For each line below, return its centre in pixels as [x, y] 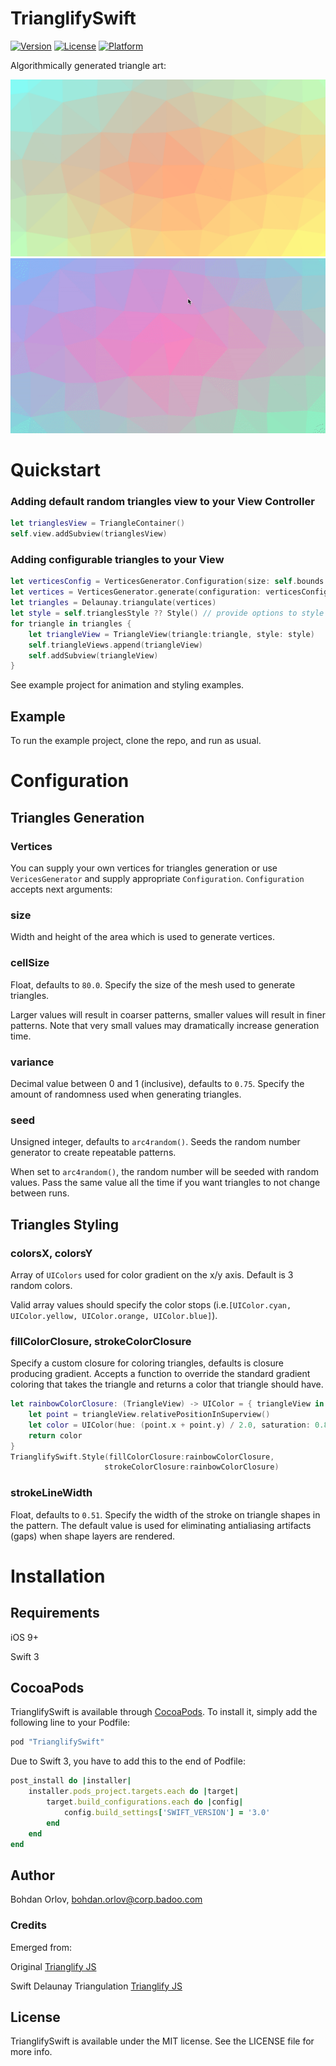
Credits [28, 1925]
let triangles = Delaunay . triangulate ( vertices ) [113, 603]
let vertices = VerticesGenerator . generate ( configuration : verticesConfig [169, 592]
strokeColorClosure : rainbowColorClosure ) [192, 1467]
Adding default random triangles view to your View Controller [162, 502]
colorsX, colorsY [51, 1253]
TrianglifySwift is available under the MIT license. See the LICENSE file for [162, 2041]
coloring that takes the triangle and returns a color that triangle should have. [167, 1384]
